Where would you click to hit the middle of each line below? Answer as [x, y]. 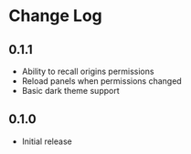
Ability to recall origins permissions [88, 71]
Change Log [55, 16]
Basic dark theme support [70, 91]
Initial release [47, 141]
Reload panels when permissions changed [101, 81]
